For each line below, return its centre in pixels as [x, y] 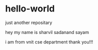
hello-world [30, 9]
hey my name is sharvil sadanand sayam [47, 32]
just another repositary [29, 22]
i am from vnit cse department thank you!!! [49, 42]
